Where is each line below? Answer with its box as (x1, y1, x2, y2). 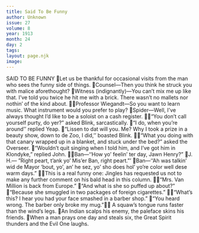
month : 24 (6, 36, 31, 42)
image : (6, 58, 23, 64)
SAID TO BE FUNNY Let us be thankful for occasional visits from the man (6, 75, 188, 82)
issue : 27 (6, 20, 31, 26)
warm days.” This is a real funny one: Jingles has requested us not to (6, 169, 182, 177)
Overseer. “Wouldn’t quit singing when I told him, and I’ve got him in (6, 144, 176, 152)
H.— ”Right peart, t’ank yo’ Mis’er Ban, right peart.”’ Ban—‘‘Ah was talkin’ (6, 157, 187, 164)
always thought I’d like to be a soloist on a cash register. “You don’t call (6, 112, 187, 119)
